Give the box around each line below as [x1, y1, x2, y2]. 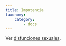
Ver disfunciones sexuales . [5, 35, 61, 41]
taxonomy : [5, 12, 26, 17]
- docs [23, 21, 37, 27]
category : [14, 17, 35, 22]
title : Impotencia [5, 7, 44, 13]
